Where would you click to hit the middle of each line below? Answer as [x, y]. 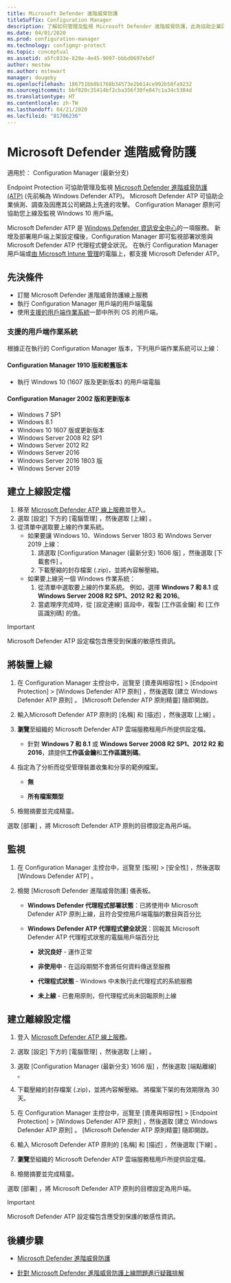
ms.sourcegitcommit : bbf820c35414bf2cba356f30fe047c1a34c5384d [100, 90]
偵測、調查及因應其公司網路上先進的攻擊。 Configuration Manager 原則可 [117, 205]
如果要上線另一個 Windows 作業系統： [81, 578]
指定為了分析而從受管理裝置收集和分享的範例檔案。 [89, 767]
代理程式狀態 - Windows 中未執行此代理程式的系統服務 [115, 981]
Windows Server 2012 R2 [53, 446]
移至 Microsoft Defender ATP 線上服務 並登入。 [83, 510]
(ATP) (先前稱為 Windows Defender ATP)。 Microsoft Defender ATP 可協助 [112, 196]
